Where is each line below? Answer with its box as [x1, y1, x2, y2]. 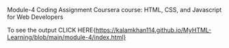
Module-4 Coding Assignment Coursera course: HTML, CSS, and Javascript [7, 6, 222, 14]
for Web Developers [7, 13, 64, 21]
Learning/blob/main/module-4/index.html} [7, 33, 126, 41]
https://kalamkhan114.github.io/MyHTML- [95, 26, 212, 34]
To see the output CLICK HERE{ [7, 26, 96, 34]
